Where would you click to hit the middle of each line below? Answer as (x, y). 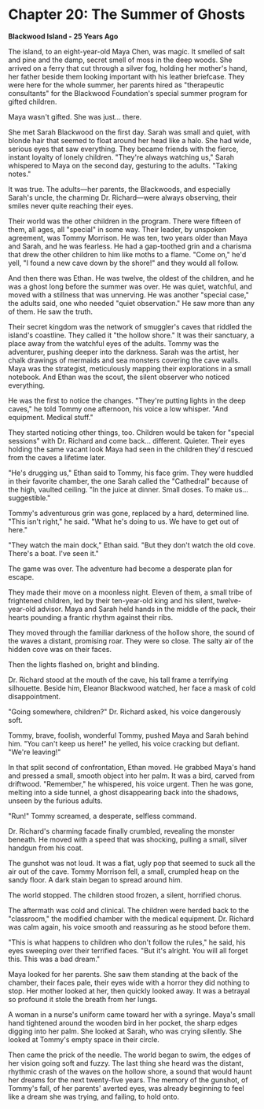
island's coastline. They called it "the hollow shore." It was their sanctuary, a (131, 335)
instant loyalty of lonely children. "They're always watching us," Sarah (121, 157)
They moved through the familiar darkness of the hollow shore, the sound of (132, 632)
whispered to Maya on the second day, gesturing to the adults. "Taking (123, 165)
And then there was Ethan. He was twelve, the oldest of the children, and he (131, 278)
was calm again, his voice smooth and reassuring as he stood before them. (130, 927)
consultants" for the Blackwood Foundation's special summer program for (128, 93)
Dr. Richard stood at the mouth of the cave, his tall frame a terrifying (118, 680)
